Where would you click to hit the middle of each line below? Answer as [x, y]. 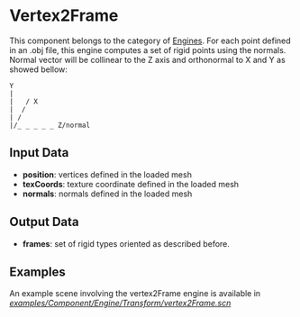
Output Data [44, 222]
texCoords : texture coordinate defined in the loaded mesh [131, 184]
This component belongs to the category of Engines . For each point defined [150, 41]
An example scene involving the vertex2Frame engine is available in [135, 294]
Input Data [39, 153]
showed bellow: [38, 69]
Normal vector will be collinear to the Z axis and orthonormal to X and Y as [147, 59]
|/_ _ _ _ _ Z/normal [50, 125]
